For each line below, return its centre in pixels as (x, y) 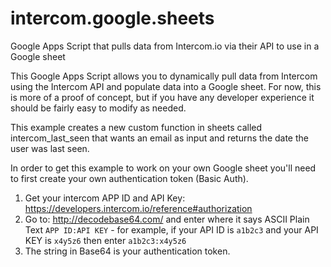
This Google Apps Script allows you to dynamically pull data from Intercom (164, 76)
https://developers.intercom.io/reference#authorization (138, 208)
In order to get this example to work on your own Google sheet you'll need (163, 168)
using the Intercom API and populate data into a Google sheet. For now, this (166, 86)
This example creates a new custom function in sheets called (136, 127)
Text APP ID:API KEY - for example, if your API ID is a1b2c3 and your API (171, 229)
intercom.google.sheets (112, 18)
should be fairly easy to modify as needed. (98, 108)
